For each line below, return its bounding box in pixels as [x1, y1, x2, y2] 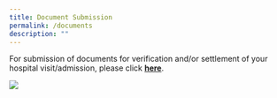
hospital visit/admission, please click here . [9, 63, 165, 73]
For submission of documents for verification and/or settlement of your [9, 54, 268, 64]
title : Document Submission [9, 12, 113, 22]
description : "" [9, 29, 69, 38]
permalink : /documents [9, 21, 93, 30]
